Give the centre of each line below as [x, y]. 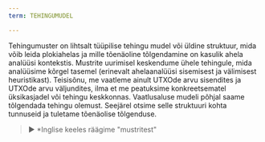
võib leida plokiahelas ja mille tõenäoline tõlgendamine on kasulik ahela [126, 54]
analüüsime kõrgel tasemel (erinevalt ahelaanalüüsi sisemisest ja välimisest [132, 71]
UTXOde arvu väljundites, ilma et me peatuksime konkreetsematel [117, 88]
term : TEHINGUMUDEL [41, 16]
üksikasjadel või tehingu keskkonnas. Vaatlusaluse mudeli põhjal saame [126, 96]
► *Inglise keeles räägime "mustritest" [92, 129]
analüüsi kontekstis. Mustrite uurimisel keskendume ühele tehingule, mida [130, 63]
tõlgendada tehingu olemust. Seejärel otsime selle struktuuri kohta [118, 105]
